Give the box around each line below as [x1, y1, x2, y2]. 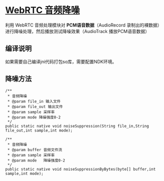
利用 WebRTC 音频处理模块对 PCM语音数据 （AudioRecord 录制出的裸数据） [5, 22, 162, 28]
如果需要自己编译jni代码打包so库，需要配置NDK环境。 [5, 58, 117, 64]
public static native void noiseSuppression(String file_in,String [5, 123, 149, 128]
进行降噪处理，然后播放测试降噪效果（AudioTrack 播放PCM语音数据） [5, 28, 150, 34]
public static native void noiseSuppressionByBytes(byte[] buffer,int [5, 166, 156, 171]
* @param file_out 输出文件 [7, 104, 63, 109]
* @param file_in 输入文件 [7, 98, 61, 104]
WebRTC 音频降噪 [5, 4, 80, 16]
